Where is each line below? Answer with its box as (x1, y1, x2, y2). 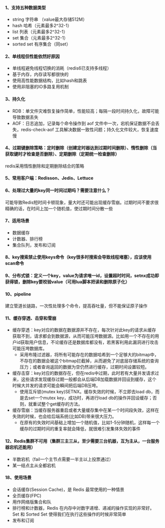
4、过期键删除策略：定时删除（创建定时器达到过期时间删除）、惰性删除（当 (5, 145, 157, 151)
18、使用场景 (5, 475, 32, 481)
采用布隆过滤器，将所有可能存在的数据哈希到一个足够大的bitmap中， (19, 352, 159, 358)
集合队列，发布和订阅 (12, 242, 56, 248)
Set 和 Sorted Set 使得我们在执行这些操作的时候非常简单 (12, 511, 127, 517)
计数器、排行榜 (12, 236, 43, 242)
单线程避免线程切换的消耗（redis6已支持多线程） (12, 65, 112, 71)
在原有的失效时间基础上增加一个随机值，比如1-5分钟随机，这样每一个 (19, 420, 160, 426)
